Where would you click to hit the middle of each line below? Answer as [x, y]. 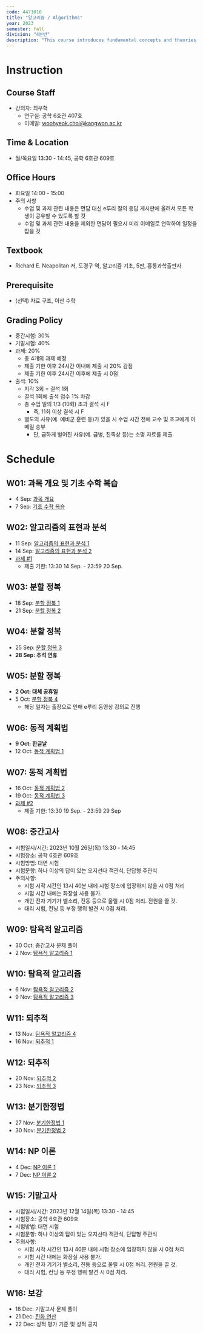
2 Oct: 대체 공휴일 [36, 692]
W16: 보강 [25, 1293]
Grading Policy [35, 320]
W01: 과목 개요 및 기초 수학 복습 [62, 483]
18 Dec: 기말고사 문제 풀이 [46, 1309]
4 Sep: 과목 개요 [35, 499]
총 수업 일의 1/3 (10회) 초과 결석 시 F [67, 404]
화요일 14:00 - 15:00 [40, 193]
